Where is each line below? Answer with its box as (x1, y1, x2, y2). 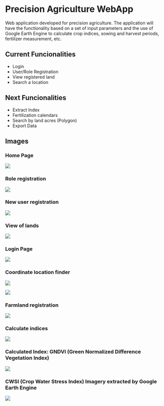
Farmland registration (5, 302, 59, 309)
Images (5, 137, 29, 145)
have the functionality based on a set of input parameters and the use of (5, 25, 154, 31)
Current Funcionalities (5, 50, 76, 59)
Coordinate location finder (5, 269, 71, 276)
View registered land (12, 74, 55, 80)
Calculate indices (5, 325, 48, 331)
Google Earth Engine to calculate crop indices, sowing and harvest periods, (5, 30, 160, 36)
